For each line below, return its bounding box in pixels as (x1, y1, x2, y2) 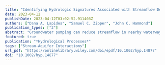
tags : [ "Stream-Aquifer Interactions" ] (5, 43, 87, 48)
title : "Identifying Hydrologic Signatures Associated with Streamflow (5, 7, 155, 12)
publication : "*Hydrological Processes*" (5, 39, 91, 44)
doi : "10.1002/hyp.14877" (5, 52, 58, 58)
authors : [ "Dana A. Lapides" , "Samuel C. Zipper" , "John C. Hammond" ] (5, 21, 153, 26)
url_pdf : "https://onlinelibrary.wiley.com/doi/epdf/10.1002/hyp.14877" (5, 48, 157, 53)
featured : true (5, 35, 36, 40)
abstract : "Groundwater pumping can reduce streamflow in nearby (5, 30, 141, 35)
